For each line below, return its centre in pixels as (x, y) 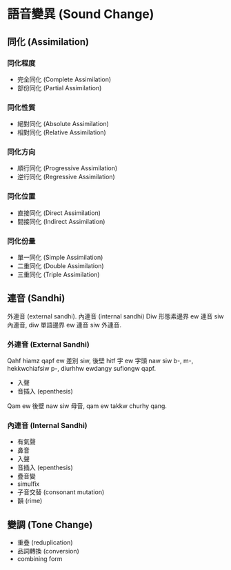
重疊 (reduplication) (45, 542)
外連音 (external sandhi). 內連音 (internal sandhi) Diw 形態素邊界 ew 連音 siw (115, 316)
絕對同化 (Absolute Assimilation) (63, 124)
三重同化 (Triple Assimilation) (58, 275)
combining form (40, 559)
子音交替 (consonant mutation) (61, 492)
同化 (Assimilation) (48, 42)
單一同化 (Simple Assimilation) (60, 257)
